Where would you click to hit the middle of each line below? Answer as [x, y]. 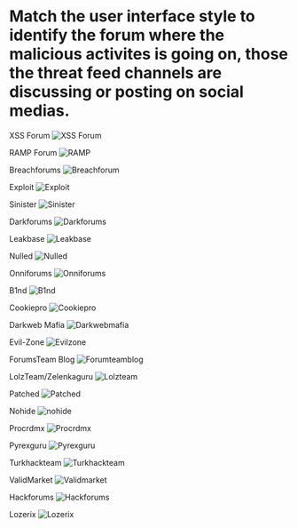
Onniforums [31, 273]
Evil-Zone [27, 342]
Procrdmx [27, 428]
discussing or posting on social [126, 92]
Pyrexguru [28, 445]
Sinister [23, 204]
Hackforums [32, 497]
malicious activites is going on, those [149, 54]
